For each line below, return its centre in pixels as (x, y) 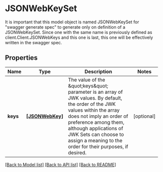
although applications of (96, 128)
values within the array (94, 110)
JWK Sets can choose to (96, 134)
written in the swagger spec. (33, 42)
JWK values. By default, (95, 98)
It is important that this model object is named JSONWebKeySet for (72, 22)
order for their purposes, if (98, 146)
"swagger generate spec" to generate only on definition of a (65, 27)
